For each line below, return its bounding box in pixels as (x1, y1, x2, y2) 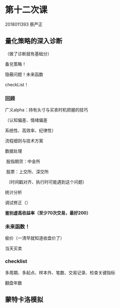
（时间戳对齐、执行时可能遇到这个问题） (6, 179, 87, 185)
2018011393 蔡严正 (5, 21, 43, 27)
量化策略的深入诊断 (5, 37, 62, 45)
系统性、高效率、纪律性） (5, 128, 56, 133)
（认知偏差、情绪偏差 (5, 117, 47, 123)
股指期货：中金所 (6, 159, 40, 164)
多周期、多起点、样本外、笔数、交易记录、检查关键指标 (5, 270, 115, 276)
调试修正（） (5, 200, 30, 206)
